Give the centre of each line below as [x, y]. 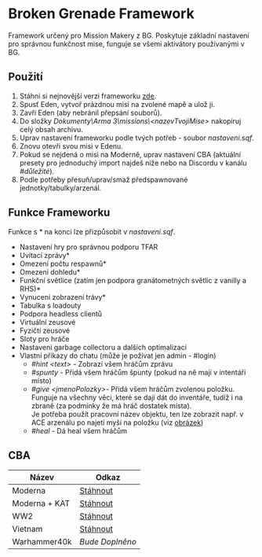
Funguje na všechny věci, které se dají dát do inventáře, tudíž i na [137, 397]
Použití [25, 77]
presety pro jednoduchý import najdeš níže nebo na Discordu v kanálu [133, 163]
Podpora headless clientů [61, 314]
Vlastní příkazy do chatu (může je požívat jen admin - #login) [118, 356]
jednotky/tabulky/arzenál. [60, 188]
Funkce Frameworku [59, 213]
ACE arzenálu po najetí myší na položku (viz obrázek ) [117, 422]
